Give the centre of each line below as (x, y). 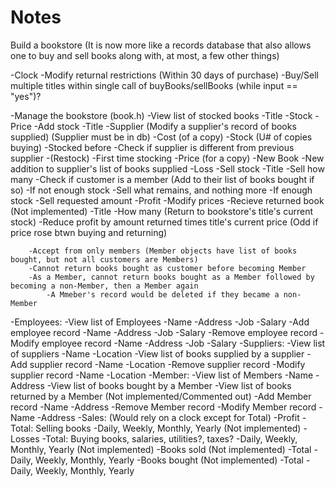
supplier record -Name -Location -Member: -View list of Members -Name (162, 375)
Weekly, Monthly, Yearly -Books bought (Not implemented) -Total (169, 460)
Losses (25, 438)
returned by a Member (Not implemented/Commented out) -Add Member (161, 396)
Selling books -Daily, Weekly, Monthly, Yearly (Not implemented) (168, 428)
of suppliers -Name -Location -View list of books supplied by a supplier (157, 353)
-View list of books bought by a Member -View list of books (169, 385)
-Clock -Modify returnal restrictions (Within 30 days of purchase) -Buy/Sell (164, 75)
